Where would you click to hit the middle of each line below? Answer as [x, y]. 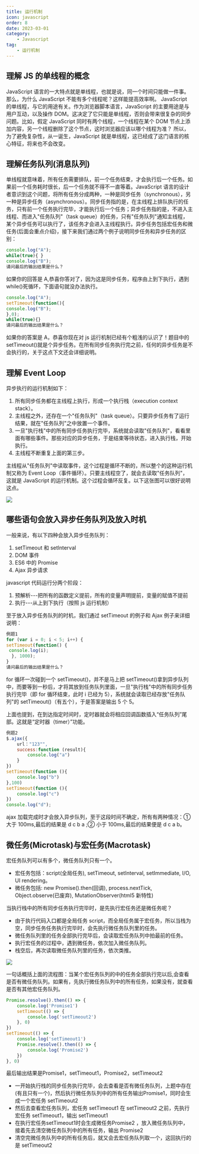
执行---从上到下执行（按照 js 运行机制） [63, 603]
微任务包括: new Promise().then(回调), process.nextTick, [83, 888]
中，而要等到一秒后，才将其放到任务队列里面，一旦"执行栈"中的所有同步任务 [99, 686]
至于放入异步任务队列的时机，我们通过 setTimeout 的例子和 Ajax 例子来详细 [98, 615]
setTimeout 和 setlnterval [45, 547]
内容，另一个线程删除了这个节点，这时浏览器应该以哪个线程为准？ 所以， [100, 128]
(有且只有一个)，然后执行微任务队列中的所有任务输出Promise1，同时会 [100, 1093]
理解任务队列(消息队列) [48, 164]
